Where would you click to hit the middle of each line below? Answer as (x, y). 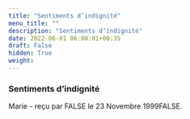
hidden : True (30, 53)
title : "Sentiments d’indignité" (65, 16)
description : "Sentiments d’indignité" (76, 31)
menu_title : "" (34, 23)
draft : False (30, 46)
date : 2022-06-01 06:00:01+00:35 (65, 38)
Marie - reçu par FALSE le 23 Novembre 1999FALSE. (95, 106)
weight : (21, 61)
